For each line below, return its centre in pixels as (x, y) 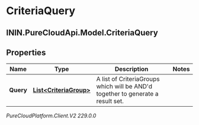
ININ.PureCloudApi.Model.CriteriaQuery (82, 33)
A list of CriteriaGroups (128, 79)
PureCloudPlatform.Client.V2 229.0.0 (51, 116)
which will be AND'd (124, 87)
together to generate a (127, 94)
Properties (26, 52)
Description (131, 69)
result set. (110, 101)
